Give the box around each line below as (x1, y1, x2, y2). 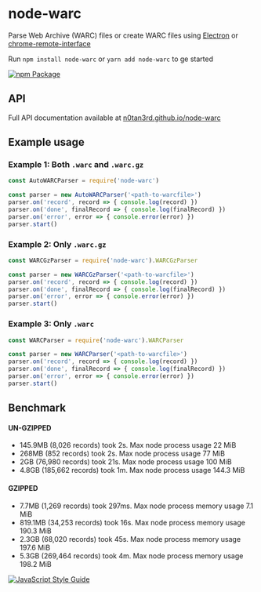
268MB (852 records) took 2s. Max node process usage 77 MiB (19, 449, 226, 459)
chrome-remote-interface (8, 38, 92, 48)
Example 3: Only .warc (8, 318, 95, 329)
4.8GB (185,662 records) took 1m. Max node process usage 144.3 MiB (19, 466, 245, 475)
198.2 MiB (19, 559, 53, 568)
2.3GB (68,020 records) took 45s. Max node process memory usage (19, 534, 241, 543)
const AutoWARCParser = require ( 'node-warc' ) (8, 177, 159, 185)
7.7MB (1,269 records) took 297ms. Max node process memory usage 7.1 (19, 501, 254, 510)
